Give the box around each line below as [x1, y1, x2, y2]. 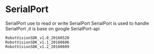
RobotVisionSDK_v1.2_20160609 [5, 44, 70, 49]
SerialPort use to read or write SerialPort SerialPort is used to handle [5, 20, 149, 26]
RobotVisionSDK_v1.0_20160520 [5, 35, 70, 40]
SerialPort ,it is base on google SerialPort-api [5, 25, 100, 31]
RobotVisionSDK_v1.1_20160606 [5, 39, 70, 45]
